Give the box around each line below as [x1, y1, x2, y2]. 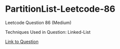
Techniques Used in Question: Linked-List [5, 29, 91, 35]
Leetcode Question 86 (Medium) [5, 20, 72, 25]
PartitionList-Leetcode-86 [5, 3, 116, 15]
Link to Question [5, 38, 39, 45]
